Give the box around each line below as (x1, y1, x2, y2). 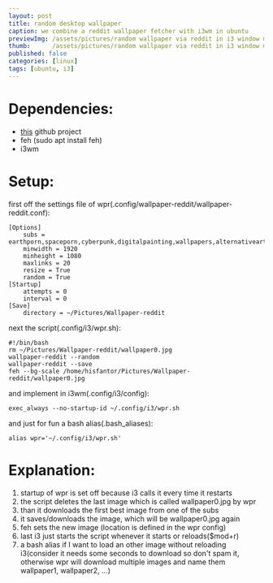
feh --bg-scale (8, 367, 60, 375)
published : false (8, 50, 67, 58)
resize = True (23, 266, 71, 274)
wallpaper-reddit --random (8, 352, 100, 361)
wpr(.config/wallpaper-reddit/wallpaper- (97, 199, 233, 209)
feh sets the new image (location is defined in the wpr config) (19, 522, 227, 532)
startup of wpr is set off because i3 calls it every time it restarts (19, 488, 233, 498)
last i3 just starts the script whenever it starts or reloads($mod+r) (19, 531, 240, 541)
